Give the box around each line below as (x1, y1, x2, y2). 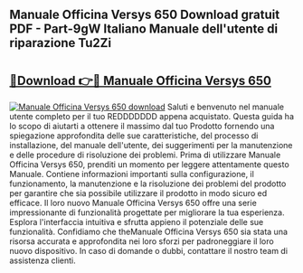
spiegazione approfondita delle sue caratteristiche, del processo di (9, 130, 259, 141)
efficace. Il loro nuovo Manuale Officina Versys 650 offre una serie (9, 198, 258, 208)
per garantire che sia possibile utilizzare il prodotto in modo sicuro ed (9, 188, 268, 198)
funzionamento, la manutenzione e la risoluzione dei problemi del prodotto (9, 178, 287, 189)
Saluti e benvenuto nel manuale (166, 101, 285, 112)
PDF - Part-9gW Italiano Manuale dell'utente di (9, 22, 279, 37)
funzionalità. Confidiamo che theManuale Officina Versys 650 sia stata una (9, 226, 288, 237)
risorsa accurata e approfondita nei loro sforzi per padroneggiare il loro (9, 236, 274, 247)
